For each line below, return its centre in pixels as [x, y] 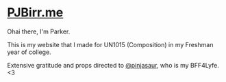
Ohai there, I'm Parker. [39, 31]
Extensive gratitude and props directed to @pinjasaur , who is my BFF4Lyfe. [113, 65]
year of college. [29, 52]
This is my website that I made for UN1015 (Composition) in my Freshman [110, 44]
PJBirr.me [35, 13]
